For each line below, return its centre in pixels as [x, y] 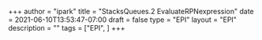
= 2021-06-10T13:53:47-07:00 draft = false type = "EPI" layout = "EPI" [122, 20]
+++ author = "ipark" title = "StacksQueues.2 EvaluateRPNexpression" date [131, 11]
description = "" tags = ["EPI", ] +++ [67, 28]
